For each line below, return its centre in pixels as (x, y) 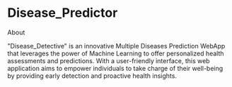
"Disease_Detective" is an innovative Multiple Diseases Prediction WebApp (116, 46)
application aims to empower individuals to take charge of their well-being (115, 68)
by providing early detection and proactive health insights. (92, 76)
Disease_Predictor (63, 13)
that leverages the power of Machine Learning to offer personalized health (116, 53)
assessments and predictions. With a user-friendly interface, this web (109, 60)
